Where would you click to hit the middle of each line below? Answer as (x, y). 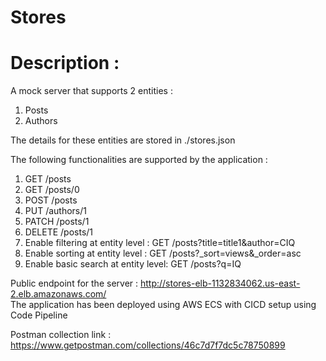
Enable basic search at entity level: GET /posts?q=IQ (133, 264)
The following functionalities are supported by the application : (139, 160)
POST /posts (51, 200)
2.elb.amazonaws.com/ (58, 294)
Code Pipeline (39, 315)
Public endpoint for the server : (74, 283)
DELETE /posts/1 (59, 232)
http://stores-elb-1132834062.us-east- (220, 283)
